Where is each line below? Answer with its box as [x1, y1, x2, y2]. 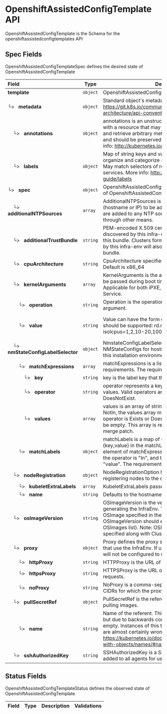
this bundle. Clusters [102, 237, 151, 244]
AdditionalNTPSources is [102, 197, 162, 204]
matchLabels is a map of [102, 436, 160, 443]
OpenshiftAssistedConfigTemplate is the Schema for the [5, 30, 120, 36]
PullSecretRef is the [102, 595, 149, 602]
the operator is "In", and [102, 454, 159, 461]
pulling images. [102, 602, 138, 609]
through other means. [102, 216, 154, 223]
